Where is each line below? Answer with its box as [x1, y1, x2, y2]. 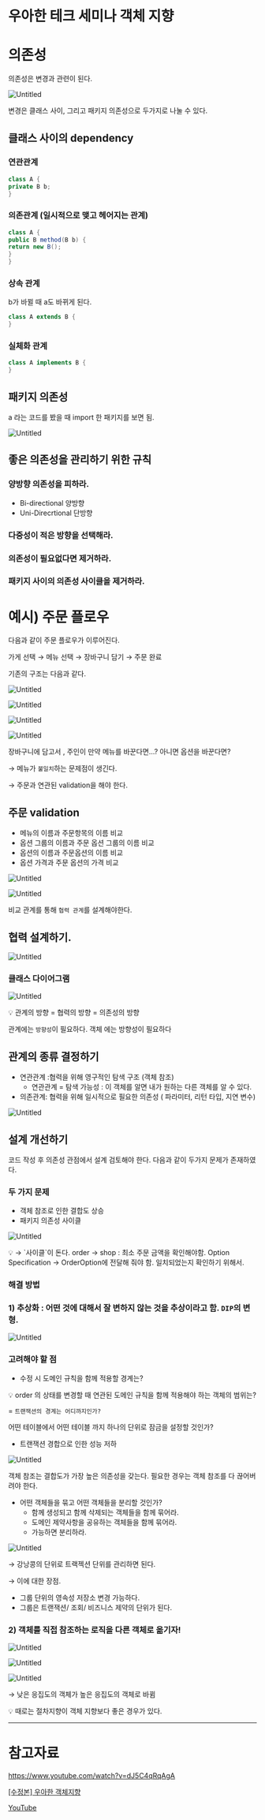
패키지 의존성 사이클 [19, 1216, 81, 1225]
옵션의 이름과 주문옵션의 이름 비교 [19, 848, 124, 858]
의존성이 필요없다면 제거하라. [8, 553, 112, 564]
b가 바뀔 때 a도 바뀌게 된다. [8, 297, 92, 307]
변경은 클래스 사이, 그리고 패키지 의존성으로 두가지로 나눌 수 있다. [8, 106, 208, 115]
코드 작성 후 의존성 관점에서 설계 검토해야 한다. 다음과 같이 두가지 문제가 [8, 1155, 229, 1164]
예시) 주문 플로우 [8, 608, 110, 626]
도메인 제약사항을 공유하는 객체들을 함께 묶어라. [31, 1517, 177, 1527]
